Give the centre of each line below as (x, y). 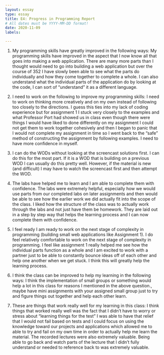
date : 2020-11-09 (23, 28)
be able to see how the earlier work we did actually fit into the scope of (84, 199)
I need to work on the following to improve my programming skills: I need (86, 97)
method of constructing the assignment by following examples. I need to (85, 138)
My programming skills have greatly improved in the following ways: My (84, 51)
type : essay (17, 14)
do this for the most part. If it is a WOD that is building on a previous (81, 158)
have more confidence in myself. (45, 143)
